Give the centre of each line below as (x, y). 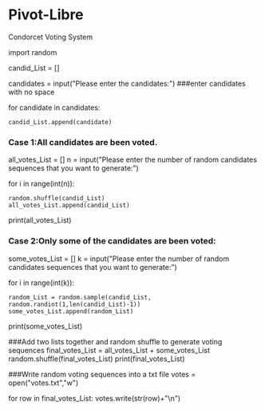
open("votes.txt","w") (43, 383)
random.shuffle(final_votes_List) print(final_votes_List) (97, 359)
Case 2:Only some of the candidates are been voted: (113, 241)
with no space (32, 92)
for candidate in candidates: (54, 107)
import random (33, 52)
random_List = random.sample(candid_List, (80, 297)
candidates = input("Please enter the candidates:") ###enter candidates (127, 83)
